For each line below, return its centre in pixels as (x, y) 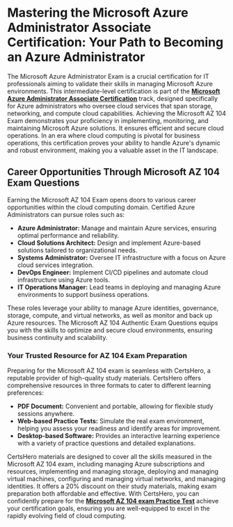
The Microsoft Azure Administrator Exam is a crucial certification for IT (109, 76)
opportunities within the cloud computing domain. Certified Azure (101, 207)
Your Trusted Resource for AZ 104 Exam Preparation (97, 355)
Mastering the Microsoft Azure (98, 13)
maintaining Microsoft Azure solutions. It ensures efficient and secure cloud (115, 128)
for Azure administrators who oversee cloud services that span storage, (110, 106)
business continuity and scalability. (57, 337)
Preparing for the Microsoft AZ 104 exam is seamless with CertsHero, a (109, 371)
